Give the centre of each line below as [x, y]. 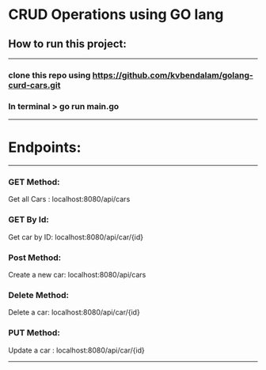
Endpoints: [45, 147]
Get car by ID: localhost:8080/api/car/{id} [76, 237]
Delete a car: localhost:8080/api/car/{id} [74, 312]
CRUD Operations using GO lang [116, 15]
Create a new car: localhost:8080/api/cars [77, 275]
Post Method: [35, 257]
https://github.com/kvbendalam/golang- [173, 75]
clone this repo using [49, 75]
